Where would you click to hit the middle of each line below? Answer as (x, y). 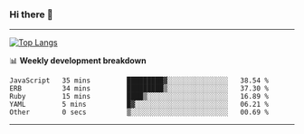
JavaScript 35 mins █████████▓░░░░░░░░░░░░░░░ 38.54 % (139, 81)
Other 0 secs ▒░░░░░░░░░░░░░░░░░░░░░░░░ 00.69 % (139, 112)
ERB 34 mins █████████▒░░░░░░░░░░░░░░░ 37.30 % (139, 89)
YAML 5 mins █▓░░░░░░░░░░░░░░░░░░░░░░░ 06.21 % (139, 105)
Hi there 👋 (32, 14)
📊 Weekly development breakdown (78, 61)
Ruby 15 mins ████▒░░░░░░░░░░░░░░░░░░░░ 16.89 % (139, 97)
